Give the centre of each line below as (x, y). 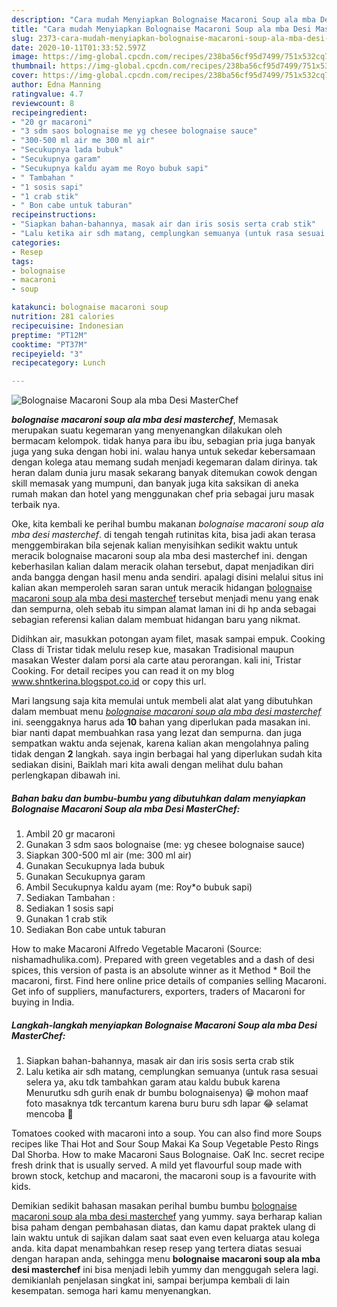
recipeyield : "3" (47, 354)
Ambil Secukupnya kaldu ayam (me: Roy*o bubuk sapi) (139, 887)
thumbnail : (34, 66)
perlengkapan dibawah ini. (66, 775)
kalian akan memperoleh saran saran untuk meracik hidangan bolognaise (162, 588)
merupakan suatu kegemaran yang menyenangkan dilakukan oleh (147, 430)
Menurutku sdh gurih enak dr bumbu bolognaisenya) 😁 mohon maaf (167, 1093)
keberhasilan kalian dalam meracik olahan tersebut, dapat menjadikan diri (162, 567)
